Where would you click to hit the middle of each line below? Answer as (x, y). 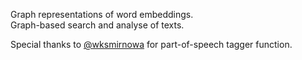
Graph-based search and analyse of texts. (97, 25)
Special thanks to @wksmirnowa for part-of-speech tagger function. (151, 44)
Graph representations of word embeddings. (102, 14)
